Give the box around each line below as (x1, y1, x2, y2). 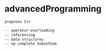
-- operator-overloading (4, 28, 55, 33)
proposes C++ (4, 19, 31, 24)
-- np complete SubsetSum (4, 41, 57, 46)
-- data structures (4, 37, 44, 42)
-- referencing (4, 32, 35, 37)
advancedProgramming (4, 3, 102, 14)
